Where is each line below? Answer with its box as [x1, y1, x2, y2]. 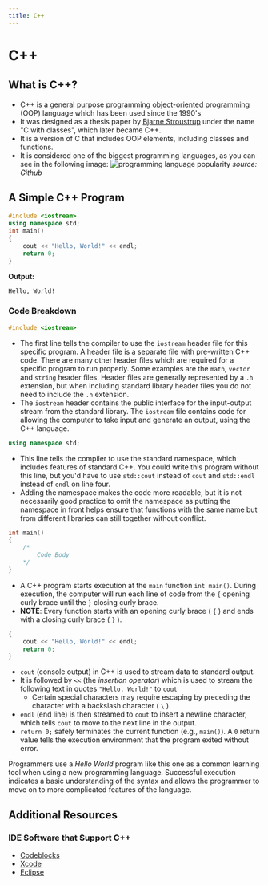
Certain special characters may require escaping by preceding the [31, 692, 250, 702]
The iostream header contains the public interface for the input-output [19, 398, 252, 408]
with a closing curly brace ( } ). [19, 615, 122, 624]
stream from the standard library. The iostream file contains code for [19, 406, 246, 416]
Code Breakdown [8, 306, 77, 317]
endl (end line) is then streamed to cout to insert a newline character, [19, 709, 247, 719]
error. [19, 744, 38, 753]
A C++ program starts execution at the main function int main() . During [19, 580, 257, 590]
